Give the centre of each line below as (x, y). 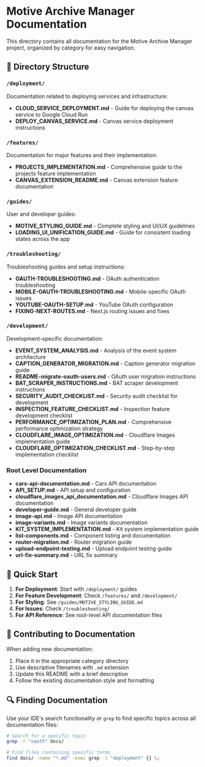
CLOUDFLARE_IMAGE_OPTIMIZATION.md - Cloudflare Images (95, 435)
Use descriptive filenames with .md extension (72, 667)
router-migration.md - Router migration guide (73, 542)
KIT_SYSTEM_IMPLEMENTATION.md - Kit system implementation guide (107, 529)
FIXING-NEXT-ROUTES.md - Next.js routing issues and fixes (92, 311)
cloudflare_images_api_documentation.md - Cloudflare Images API (102, 497)
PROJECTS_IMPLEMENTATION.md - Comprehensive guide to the (99, 167)
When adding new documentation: (50, 649)
